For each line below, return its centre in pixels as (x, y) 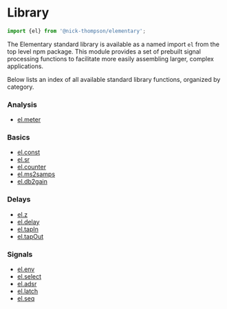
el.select (29, 276)
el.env (26, 269)
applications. (25, 66)
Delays (19, 200)
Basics (19, 138)
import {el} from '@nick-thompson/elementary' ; (77, 31)
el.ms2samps (36, 174)
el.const (29, 152)
